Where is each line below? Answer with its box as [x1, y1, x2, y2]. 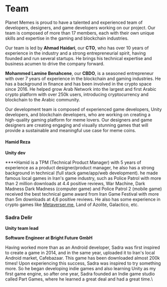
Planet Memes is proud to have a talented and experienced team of [5, 19, 143, 25]
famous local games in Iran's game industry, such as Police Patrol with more [5, 175, 162, 181]
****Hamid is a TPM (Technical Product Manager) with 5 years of [5, 159, 142, 165]
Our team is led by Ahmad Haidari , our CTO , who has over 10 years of [5, 45, 149, 51]
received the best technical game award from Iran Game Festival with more [5, 191, 159, 197]
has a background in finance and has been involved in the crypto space [5, 80, 152, 87]
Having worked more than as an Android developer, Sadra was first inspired [5, 244, 160, 251]
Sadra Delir [5, 214, 33, 221]
